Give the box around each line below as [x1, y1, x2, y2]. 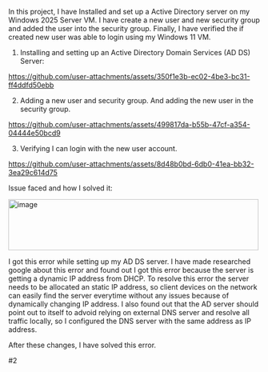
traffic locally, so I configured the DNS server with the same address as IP [8, 316, 252, 326]
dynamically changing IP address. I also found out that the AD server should [8, 299, 259, 309]
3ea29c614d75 [8, 168, 58, 177]
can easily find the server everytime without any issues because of [8, 291, 230, 300]
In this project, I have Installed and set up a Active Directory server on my [8, 7, 250, 16]
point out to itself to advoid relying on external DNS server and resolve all [8, 308, 250, 317]
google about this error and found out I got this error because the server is [8, 266, 254, 274]
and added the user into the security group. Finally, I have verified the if [8, 24, 244, 33]
